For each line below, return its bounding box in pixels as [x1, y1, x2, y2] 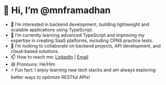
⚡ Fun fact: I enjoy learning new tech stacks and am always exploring [10, 67, 156, 73]
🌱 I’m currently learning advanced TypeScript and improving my [10, 32, 145, 38]
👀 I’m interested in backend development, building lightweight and [10, 21, 150, 27]
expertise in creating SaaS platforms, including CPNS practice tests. [10, 37, 153, 44]
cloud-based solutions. [10, 48, 60, 54]
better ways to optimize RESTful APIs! [10, 74, 91, 80]
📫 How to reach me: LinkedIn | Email [10, 54, 89, 60]
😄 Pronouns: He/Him [10, 61, 56, 67]
